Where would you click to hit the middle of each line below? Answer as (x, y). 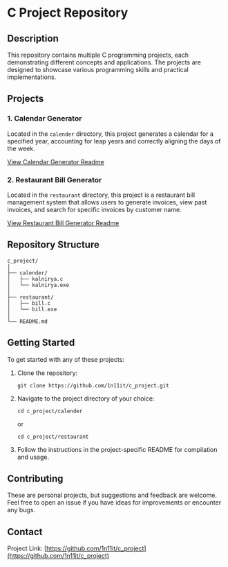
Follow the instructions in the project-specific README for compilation (117, 449)
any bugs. (21, 510)
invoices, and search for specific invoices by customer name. (94, 209)
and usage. (33, 457)
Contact (25, 532)
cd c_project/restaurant (53, 437)
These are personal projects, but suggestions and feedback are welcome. (112, 495)
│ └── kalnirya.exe (38, 285)
